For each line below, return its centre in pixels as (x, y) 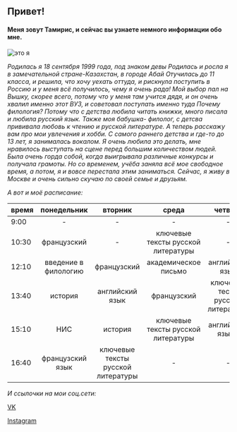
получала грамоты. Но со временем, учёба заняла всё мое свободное (115, 163)
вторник (117, 209)
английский (117, 291)
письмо (174, 271)
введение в (64, 262)
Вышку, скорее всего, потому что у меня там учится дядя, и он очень (113, 96)
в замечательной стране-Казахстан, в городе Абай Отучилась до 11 (111, 74)
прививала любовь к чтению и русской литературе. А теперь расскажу (116, 126)
